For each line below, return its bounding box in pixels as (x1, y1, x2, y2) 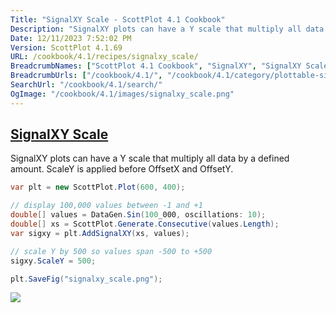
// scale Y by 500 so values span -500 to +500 (10, 246, 213, 256)
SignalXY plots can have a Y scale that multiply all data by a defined (10, 152, 290, 165)
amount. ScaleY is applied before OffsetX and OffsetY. (10, 163, 234, 175)
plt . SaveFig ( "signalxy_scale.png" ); (10, 274, 163, 284)
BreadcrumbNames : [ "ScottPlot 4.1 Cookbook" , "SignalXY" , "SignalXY (10, 61, 302, 71)
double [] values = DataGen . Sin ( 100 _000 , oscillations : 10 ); (10, 210, 267, 220)
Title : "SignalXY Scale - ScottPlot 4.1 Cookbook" (10, 14, 226, 25)
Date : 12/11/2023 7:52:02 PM (10, 33, 132, 43)
